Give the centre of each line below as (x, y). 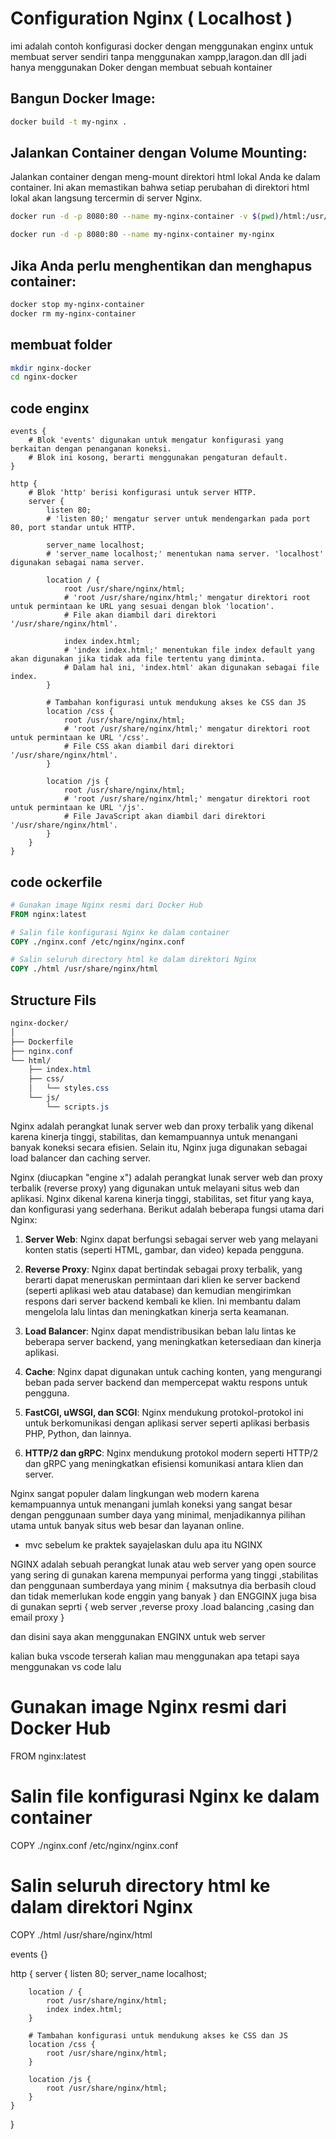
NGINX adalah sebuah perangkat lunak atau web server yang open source (163, 1564)
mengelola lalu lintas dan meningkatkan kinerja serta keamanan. (157, 1311)
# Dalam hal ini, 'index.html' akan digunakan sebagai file (191, 668)
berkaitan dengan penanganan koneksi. (91, 449)
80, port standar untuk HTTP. (73, 528)
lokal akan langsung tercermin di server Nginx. (106, 198)
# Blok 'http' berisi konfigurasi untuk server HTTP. (142, 493)
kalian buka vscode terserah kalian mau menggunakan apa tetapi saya (155, 1656)
